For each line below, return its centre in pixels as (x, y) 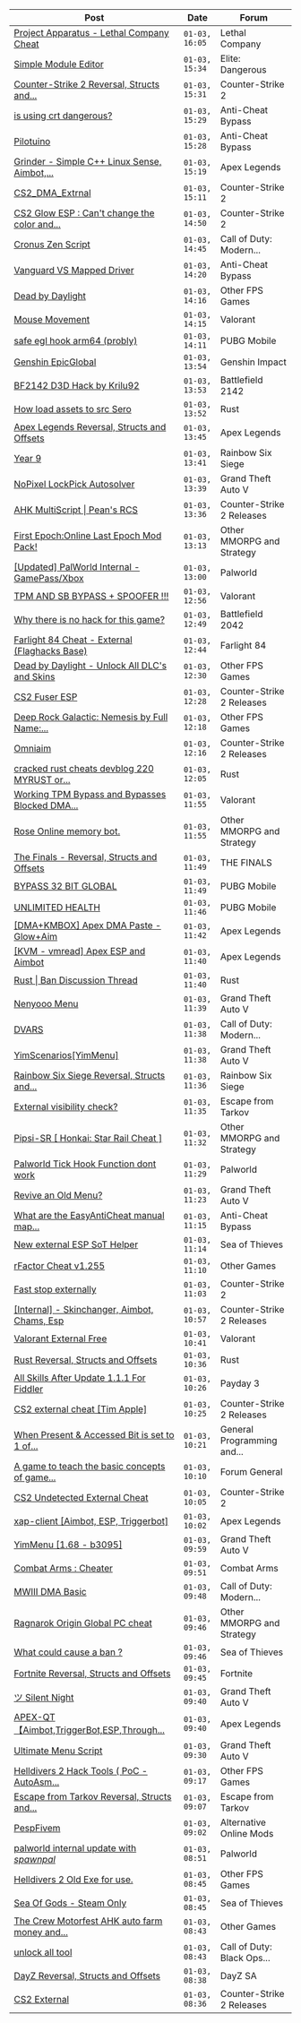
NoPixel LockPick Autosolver (74, 484)
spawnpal (35, 1859)
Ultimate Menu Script (58, 1751)
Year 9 (28, 458)
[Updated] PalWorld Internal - (77, 567)
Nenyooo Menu (46, 1004)
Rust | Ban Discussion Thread (76, 980)
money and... (41, 1932)
